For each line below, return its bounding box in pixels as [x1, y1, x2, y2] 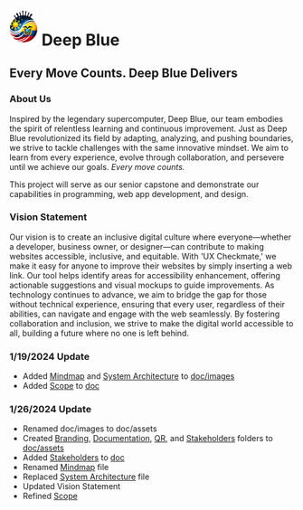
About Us [9, 93, 52, 106]
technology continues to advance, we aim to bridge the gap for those [9, 288, 267, 300]
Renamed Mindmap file [22, 462, 109, 473]
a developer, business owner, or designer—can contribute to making [9, 241, 264, 251]
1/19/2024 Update [9, 350, 90, 363]
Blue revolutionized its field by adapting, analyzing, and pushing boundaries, [9, 132, 294, 143]
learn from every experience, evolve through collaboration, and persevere [9, 152, 285, 163]
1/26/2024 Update [9, 403, 92, 416]
